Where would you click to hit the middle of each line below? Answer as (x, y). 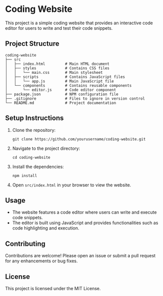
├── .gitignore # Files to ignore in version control (75, 98)
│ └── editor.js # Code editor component (61, 90)
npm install (25, 176)
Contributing (25, 244)
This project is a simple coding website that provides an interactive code (79, 23)
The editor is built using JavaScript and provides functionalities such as (85, 223)
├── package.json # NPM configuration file (62, 94)
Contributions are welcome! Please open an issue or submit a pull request (81, 256)
